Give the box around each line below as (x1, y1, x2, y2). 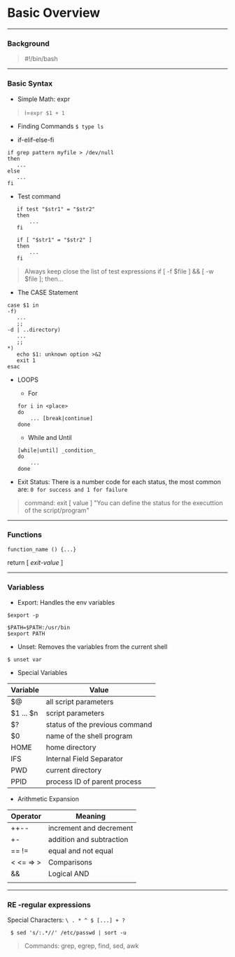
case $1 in (7, 302, 39, 309)
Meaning (76, 812, 106, 822)
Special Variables (17, 669, 68, 677)
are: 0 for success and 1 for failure (17, 485, 128, 493)
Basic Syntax (7, 79, 53, 88)
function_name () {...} (7, 546, 77, 553)
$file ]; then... (24, 274, 64, 283)
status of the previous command (45, 720, 152, 730)
